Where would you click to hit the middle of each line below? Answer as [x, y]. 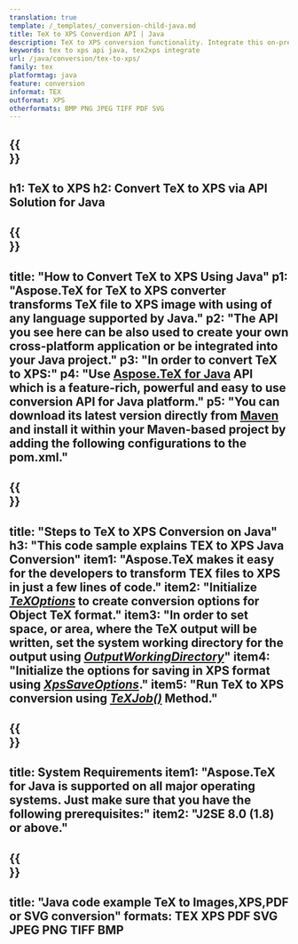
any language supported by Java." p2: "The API [144, 318]
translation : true [43, 17]
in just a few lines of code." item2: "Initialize [133, 587]
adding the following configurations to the [128, 443]
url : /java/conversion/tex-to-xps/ [75, 59]
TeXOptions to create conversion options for [134, 601]
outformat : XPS [37, 100]
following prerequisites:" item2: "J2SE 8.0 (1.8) [142, 814]
